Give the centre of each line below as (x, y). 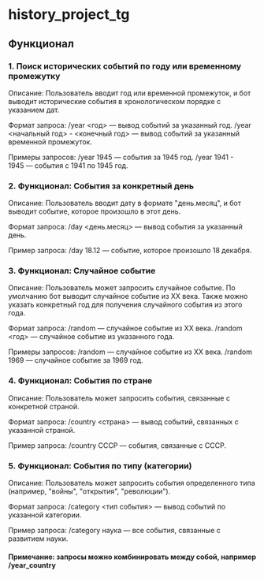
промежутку (34, 76)
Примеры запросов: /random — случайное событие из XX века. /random (130, 352)
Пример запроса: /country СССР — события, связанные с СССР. (117, 445)
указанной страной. (42, 430)
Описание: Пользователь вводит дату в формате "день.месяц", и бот (125, 203)
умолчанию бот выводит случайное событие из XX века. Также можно (128, 296)
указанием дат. (34, 110)
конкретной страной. (44, 406)
